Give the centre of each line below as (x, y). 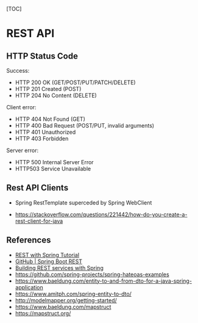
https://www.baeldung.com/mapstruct (63, 307)
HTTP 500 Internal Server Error (54, 162)
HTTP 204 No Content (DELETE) (56, 95)
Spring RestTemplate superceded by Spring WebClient (83, 202)
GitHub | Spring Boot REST (48, 261)
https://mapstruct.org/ (43, 313)
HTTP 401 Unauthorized (45, 132)
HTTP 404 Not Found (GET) (50, 119)
